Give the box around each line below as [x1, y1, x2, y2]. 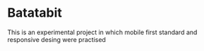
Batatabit [7, 5, 62, 21]
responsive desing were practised [7, 35, 106, 43]
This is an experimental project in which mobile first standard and [7, 28, 198, 36]
